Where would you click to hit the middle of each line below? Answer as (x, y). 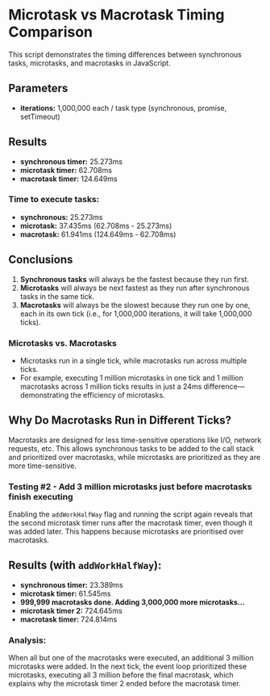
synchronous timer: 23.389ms (71, 584)
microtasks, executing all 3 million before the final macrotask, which (121, 675)
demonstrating (44, 394)
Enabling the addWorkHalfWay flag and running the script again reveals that (131, 514)
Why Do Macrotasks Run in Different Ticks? (120, 421)
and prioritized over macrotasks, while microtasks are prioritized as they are (135, 457)
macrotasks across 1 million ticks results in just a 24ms (111, 386)
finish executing (41, 496)
